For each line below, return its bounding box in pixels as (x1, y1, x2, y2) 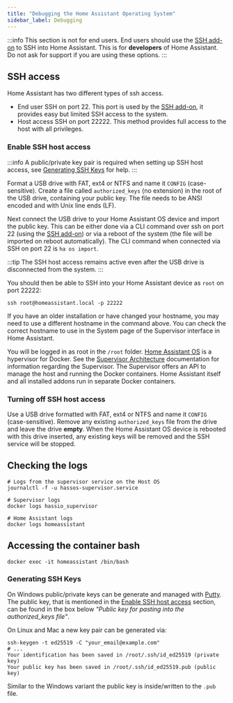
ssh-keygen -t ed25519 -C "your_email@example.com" (7, 639, 160, 646)
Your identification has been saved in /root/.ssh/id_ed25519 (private (7, 651, 219, 658)
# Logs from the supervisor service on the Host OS (7, 478, 160, 485)
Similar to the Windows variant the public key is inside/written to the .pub (7, 681, 216, 690)
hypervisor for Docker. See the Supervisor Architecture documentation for (7, 354, 220, 363)
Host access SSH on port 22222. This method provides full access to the (17, 118, 227, 126)
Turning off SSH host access (7, 394, 106, 404)
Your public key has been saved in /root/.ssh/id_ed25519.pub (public (7, 663, 216, 670)
